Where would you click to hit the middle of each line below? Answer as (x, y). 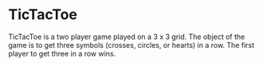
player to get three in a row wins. (62, 53)
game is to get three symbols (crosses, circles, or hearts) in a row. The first (131, 45)
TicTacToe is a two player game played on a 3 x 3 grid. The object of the (127, 37)
